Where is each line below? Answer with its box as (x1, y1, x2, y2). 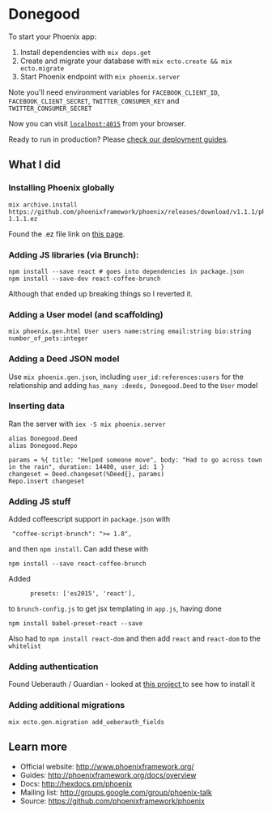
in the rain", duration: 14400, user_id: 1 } (8, 462, 164, 471)
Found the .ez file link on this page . (8, 228, 125, 239)
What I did (8, 158, 61, 172)
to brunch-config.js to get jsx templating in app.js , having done (8, 604, 223, 614)
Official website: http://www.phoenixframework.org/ (19, 761, 194, 771)
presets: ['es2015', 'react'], (29, 590, 136, 598)
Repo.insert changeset (8, 477, 85, 485)
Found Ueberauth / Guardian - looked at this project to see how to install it (8, 680, 256, 689)
